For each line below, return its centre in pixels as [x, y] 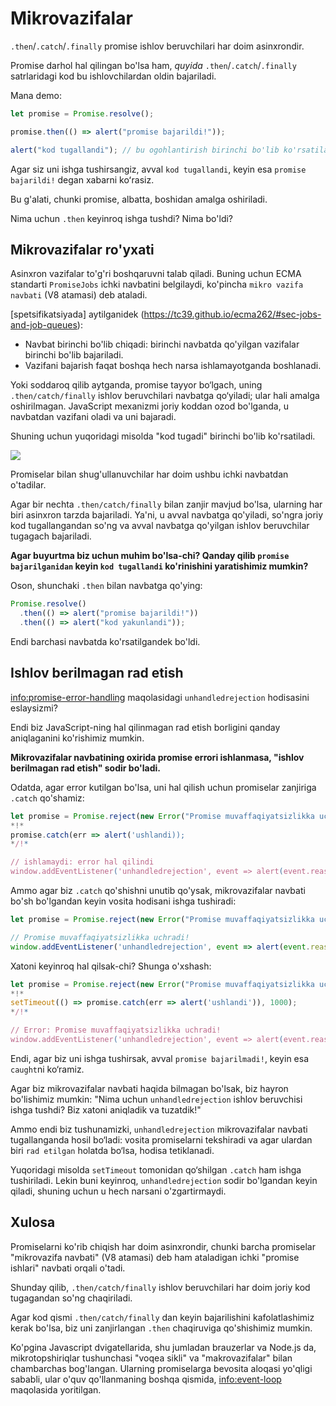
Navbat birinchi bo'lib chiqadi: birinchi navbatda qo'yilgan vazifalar [162, 344]
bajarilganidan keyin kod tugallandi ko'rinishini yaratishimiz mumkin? [159, 566]
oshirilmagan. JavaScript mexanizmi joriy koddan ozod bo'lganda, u [149, 406]
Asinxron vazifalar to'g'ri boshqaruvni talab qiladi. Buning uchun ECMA [156, 274]
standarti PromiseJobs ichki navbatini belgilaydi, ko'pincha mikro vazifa [157, 284]
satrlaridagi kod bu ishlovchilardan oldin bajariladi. [113, 76]
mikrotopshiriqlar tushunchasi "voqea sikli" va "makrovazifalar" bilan [151, 1358]
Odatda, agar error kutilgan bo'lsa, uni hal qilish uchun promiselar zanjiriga [163, 787]
